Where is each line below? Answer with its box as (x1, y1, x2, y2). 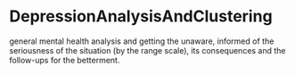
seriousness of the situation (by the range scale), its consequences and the (9, 45, 287, 55)
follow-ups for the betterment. (9, 54, 120, 65)
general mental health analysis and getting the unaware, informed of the (9, 36, 275, 46)
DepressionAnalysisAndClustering (9, 6, 274, 27)
